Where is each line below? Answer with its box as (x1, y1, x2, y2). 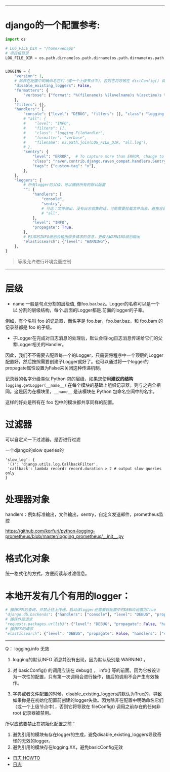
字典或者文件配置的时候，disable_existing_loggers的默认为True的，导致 (12, 691, 162, 697)
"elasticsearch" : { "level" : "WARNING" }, (23, 239, 110, 244)
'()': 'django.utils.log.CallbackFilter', (7, 462, 99, 467)
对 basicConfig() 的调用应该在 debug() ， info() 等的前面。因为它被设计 (12, 667, 161, 673)
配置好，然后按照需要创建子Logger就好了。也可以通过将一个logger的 (5, 358, 149, 364)
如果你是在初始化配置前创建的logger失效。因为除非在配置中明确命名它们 (12, 697, 164, 703)
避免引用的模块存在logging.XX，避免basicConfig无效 (12, 744, 123, 750)
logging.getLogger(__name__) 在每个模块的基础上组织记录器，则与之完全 (5, 382, 157, 388)
